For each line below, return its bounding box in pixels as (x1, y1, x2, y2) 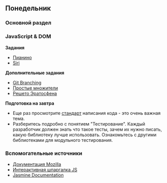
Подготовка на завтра (5, 100, 54, 106)
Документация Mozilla (12, 161, 61, 167)
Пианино (12, 54, 32, 60)
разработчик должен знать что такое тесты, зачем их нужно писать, (12, 126, 162, 132)
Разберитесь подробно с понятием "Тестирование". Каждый (12, 120, 146, 127)
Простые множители (12, 85, 58, 91)
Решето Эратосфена (12, 90, 57, 96)
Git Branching (12, 79, 42, 85)
